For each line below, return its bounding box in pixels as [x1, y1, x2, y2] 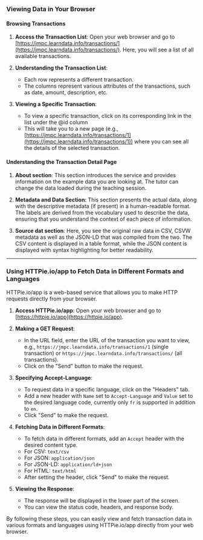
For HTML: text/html [24, 467, 77, 474]
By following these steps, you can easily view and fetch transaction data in [6, 515, 192, 522]
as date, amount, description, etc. [24, 89, 108, 96]
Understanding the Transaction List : [14, 64, 108, 71]
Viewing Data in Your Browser [6, 5, 95, 13]
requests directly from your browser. [6, 295, 97, 302]
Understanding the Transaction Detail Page [6, 158, 117, 165]
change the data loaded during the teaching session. [14, 184, 147, 192]
